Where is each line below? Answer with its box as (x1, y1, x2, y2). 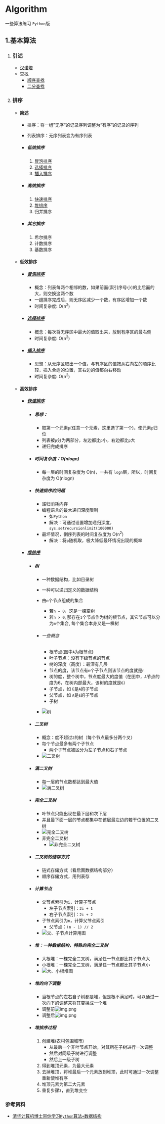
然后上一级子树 (49, 1056, 80, 1062)
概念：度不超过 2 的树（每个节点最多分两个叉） (41, 734, 135, 740)
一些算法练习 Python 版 (5, 20, 50, 26)
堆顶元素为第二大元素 (41, 1081, 85, 1087)
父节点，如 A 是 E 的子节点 (49, 692, 99, 698)
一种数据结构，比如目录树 (41, 577, 94, 582)
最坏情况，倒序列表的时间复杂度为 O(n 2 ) (41, 531, 124, 537)
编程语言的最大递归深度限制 (41, 507, 98, 513)
